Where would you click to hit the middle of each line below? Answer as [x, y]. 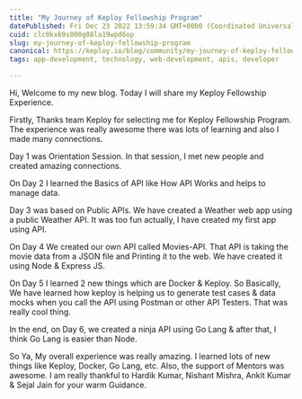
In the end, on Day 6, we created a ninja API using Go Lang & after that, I [143, 329]
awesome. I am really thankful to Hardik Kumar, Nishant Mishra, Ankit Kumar [151, 375]
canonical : [30, 51]
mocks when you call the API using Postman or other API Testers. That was [149, 302]
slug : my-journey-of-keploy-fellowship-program [100, 43]
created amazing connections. [66, 166]
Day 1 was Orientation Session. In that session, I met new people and [137, 156]
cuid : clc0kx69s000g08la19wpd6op [72, 34]
